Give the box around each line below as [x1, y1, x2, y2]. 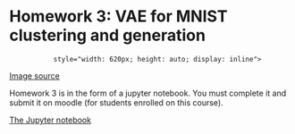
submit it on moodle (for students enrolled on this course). [9, 96, 223, 108]
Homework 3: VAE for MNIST [9, 6, 228, 27]
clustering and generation [9, 25, 206, 46]
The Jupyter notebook [9, 114, 92, 125]
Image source [9, 70, 60, 81]
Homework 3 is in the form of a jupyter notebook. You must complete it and [9, 88, 287, 98]
